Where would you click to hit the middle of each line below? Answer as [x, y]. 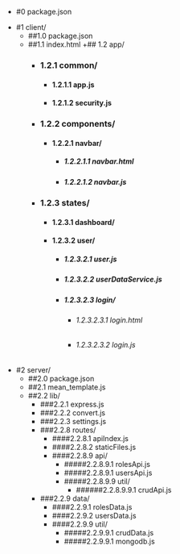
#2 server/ [33, 370]
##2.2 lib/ [44, 396]
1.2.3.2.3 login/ [90, 300]
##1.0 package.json [60, 36]
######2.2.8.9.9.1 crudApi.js [124, 490]
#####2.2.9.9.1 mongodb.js [109, 542]
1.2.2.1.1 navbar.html [99, 161]
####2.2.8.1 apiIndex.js [90, 439]
